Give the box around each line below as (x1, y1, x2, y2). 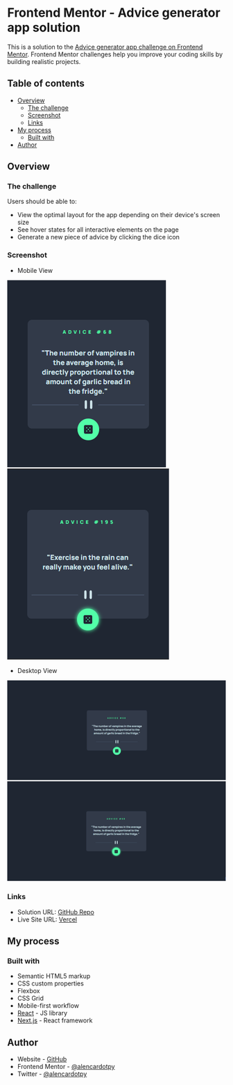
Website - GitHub (17, 1055, 67, 1063)
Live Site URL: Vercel (17, 915, 78, 924)
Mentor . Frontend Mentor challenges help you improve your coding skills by (7, 50, 223, 58)
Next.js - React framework (17, 1016, 93, 1024)
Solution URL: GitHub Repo (17, 908, 95, 916)
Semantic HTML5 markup (17, 972, 91, 981)
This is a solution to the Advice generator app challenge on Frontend (7, 42, 203, 51)
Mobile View (17, 266, 53, 274)
